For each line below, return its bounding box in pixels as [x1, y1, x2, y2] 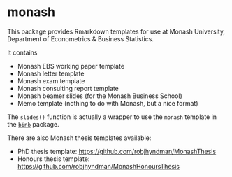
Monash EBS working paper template [17, 62, 124, 70]
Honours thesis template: [17, 155, 90, 163]
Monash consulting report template [17, 84, 119, 92]
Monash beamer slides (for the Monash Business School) [17, 92, 183, 100]
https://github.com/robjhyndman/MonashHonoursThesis [17, 162, 180, 170]
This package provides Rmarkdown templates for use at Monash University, [7, 27, 226, 36]
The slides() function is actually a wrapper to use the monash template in [7, 113, 217, 121]
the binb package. [7, 120, 59, 128]
